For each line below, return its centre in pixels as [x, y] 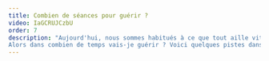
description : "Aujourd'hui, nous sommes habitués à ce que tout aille [128, 38]
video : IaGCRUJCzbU [41, 23]
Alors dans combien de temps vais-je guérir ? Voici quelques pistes [127, 45]
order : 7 [23, 30]
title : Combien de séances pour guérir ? [78, 15]
